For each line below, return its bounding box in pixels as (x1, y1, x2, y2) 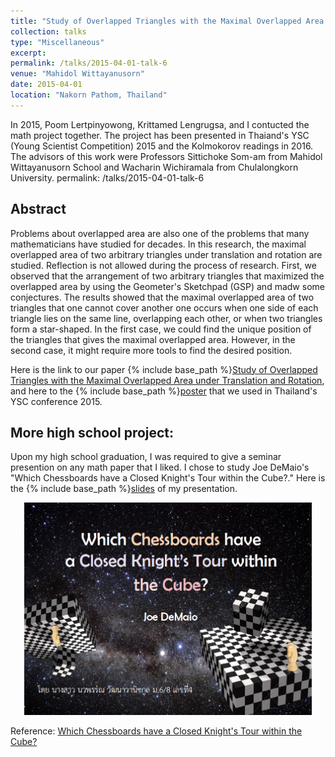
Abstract (10, 201, 67, 218)
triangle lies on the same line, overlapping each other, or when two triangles (10, 312, 323, 324)
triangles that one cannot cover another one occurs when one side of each (10, 301, 319, 314)
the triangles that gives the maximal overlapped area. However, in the (10, 333, 296, 345)
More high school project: (10, 424, 175, 441)
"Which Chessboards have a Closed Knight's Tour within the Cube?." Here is (10, 472, 326, 484)
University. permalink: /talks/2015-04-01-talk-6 (10, 171, 205, 184)
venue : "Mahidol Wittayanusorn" (10, 69, 145, 79)
